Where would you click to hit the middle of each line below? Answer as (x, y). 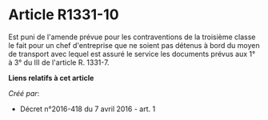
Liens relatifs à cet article (51, 78)
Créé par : (24, 93)
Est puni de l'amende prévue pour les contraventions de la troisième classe (132, 37)
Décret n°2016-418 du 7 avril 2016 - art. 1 (88, 109)
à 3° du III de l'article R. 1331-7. (59, 62)
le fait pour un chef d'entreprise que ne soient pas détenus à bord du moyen (134, 45)
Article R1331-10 (64, 15)
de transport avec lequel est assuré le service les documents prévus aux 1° (132, 54)
